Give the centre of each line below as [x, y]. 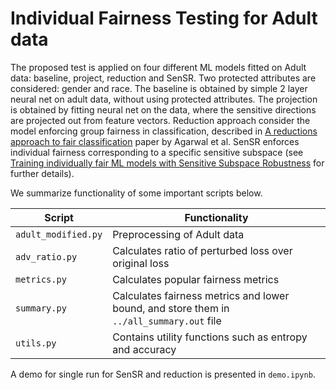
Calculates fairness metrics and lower [201, 295]
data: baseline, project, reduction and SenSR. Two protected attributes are [163, 78]
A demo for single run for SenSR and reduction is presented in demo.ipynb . [163, 374]
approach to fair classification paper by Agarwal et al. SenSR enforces [155, 141]
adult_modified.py [59, 234]
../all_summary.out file [167, 320]
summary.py [41, 308]
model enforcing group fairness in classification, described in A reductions [164, 131]
